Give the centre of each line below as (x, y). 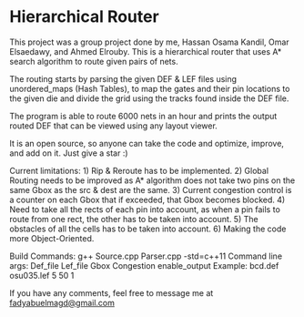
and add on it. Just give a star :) (69, 153)
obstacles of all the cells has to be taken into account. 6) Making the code (148, 229)
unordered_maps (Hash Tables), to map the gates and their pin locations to (150, 88)
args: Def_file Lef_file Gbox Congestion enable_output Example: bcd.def (144, 265)
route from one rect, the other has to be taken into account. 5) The (134, 219)
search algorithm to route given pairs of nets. (94, 61)
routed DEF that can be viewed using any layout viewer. (114, 126)
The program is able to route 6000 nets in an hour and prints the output (143, 116)
